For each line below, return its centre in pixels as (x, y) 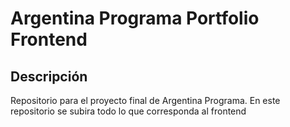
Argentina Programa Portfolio (135, 18)
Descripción (49, 76)
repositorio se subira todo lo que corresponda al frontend (128, 111)
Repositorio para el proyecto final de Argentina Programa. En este (145, 100)
